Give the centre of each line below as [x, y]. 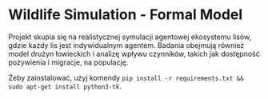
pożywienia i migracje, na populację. [68, 62]
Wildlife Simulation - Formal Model [126, 15]
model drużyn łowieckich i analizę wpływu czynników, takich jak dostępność [134, 53]
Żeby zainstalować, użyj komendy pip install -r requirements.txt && [126, 77]
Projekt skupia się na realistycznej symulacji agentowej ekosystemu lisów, [130, 37]
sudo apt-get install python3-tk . [65, 86]
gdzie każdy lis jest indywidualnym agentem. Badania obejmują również [126, 45]
